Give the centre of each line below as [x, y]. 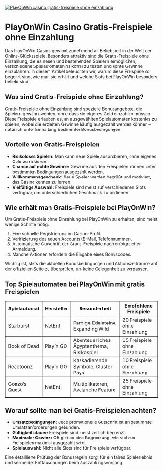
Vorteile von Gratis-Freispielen [53, 145]
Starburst [19, 326]
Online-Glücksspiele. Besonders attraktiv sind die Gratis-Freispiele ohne [77, 56]
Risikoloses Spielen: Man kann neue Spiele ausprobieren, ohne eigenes [84, 156]
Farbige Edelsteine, [95, 323]
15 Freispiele [137, 340]
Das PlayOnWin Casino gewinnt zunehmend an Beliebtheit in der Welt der [78, 50]
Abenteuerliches [92, 340]
